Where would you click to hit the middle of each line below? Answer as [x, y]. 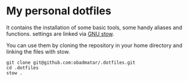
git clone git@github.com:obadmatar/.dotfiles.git [71, 63]
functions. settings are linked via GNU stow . [60, 33]
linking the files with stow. [38, 51]
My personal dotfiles [59, 11]
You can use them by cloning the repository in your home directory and [94, 45]
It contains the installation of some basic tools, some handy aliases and [94, 27]
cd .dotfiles [23, 68]
